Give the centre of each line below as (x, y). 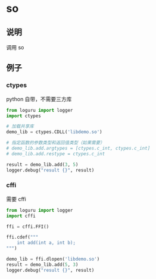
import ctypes (24, 116)
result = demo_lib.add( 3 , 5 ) (42, 164)
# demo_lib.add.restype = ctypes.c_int (56, 153)
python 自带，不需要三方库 (39, 99)
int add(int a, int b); (46, 243)
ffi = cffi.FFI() (28, 227)
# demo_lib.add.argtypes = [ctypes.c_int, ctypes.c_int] (78, 148)
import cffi (21, 216)
